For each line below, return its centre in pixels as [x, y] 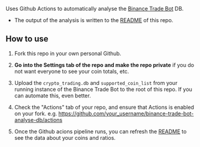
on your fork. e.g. [36, 114]
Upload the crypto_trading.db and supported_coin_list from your [96, 82]
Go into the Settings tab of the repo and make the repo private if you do [104, 65]
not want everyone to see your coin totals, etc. [72, 71]
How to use [27, 39]
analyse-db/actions [38, 120]
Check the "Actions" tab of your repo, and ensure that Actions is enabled [104, 107]
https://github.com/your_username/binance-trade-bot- [126, 114]
